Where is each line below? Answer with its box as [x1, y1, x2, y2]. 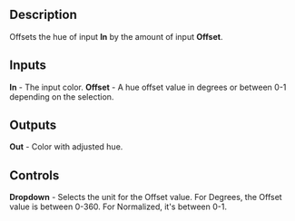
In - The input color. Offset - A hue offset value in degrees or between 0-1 [9, 82, 287, 92]
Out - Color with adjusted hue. [9, 141, 123, 152]
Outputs [9, 118, 57, 133]
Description [9, 7, 77, 23]
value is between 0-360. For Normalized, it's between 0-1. [9, 201, 227, 212]
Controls [9, 168, 60, 183]
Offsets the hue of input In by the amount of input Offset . [9, 31, 223, 42]
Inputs [9, 58, 47, 73]
